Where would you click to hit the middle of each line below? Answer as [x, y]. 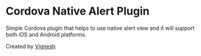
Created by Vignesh [31, 46]
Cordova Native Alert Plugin [78, 11]
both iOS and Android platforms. [46, 34]
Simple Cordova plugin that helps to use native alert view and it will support [100, 28]
